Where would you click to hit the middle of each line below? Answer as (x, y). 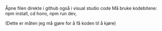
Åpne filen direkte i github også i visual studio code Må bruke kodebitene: (81, 8)
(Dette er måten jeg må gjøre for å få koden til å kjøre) (61, 23)
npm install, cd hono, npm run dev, (41, 13)
